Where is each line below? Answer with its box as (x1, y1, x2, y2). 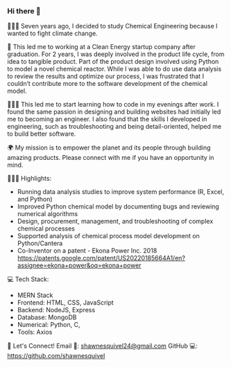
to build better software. (7, 129, 76, 138)
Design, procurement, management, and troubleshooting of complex (17, 217, 214, 226)
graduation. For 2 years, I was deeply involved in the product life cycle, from (7, 50, 225, 58)
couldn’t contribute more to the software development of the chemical (7, 80, 208, 88)
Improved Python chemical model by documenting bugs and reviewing (17, 202, 220, 211)
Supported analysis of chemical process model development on (17, 232, 200, 240)
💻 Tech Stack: (7, 275, 49, 283)
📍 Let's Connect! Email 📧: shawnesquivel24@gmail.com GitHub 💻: (7, 342, 198, 350)
